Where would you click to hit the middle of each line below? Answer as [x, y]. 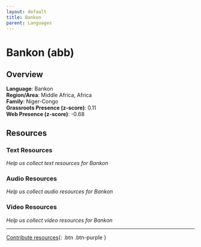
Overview [25, 74]
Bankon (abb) [40, 52]
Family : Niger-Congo [32, 102]
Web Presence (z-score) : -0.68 [45, 114]
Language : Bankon [30, 89]
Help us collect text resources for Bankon [57, 163]
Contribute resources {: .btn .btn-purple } [56, 237]
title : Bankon [24, 17]
